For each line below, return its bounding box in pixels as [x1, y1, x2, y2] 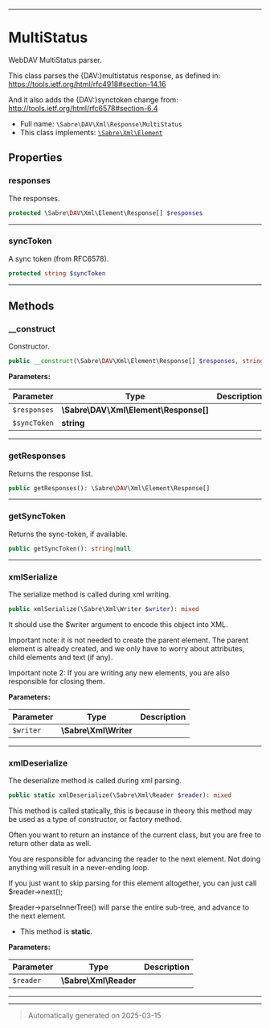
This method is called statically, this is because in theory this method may [8, 806, 252, 815]
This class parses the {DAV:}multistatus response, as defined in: [8, 70, 221, 81]
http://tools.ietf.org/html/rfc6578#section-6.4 [8, 103, 158, 113]
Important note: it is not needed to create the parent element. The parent [8, 635, 249, 645]
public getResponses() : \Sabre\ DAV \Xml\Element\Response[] [8, 484, 211, 492]
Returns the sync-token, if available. [8, 529, 129, 539]
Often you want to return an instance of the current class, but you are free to [8, 830, 262, 840]
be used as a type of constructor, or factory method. [8, 814, 182, 824]
